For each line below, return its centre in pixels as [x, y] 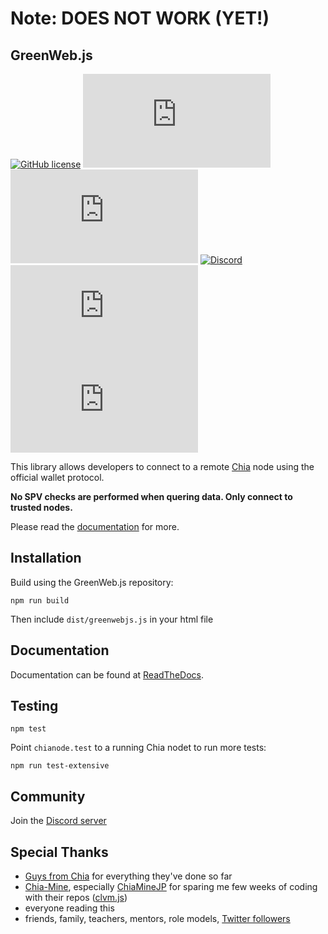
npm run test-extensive [60, 766]
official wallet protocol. [57, 477]
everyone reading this [69, 908]
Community [48, 796]
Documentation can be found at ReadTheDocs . [107, 674]
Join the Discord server [58, 821]
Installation [46, 558]
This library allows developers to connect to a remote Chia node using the [162, 466]
